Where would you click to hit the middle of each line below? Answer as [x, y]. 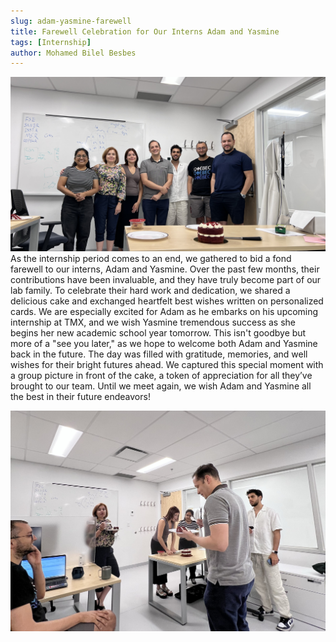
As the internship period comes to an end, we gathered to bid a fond [151, 258]
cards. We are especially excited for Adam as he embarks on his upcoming [164, 311]
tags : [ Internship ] [51, 42]
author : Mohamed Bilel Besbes [73, 53]
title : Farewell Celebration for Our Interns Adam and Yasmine [145, 31]
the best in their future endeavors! [80, 396]
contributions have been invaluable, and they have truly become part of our [166, 279]
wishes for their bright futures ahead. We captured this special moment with [167, 364]
